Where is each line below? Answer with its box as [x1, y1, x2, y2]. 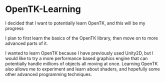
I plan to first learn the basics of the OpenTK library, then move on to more [5, 35, 158, 41]
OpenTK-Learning [5, 3, 81, 15]
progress [5, 25, 24, 31]
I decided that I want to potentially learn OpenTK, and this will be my [5, 20, 146, 26]
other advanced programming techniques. [5, 71, 92, 77]
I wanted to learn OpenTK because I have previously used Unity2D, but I [5, 50, 153, 56]
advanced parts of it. [5, 40, 48, 46]
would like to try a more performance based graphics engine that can [5, 55, 148, 61]
